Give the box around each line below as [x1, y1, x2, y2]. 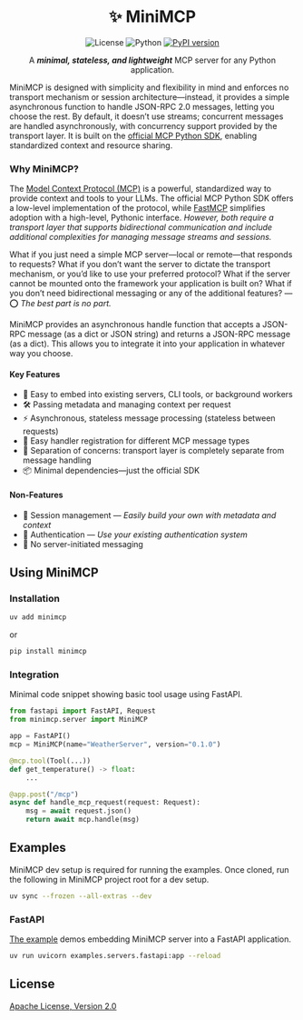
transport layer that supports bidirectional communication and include [9, 222, 273, 233]
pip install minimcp [9, 647, 88, 656]
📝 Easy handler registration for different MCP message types [22, 435, 250, 446]
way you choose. [9, 348, 73, 359]
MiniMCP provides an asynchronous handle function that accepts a [9, 319, 261, 330]
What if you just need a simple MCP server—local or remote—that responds [9, 249, 293, 260]
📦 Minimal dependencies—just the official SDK [22, 465, 200, 476]
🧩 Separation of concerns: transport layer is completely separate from [22, 445, 285, 456]
